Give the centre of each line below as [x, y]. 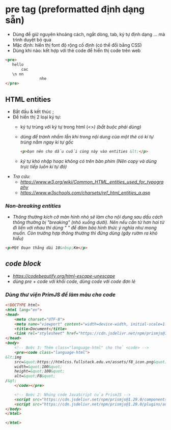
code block [23, 264]
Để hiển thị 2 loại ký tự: [37, 117]
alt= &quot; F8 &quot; [35, 376]
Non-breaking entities [33, 206]
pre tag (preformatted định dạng [75, 9]
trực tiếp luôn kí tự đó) [44, 166]
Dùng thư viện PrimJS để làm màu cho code [61, 295]
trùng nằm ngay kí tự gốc [47, 142]
